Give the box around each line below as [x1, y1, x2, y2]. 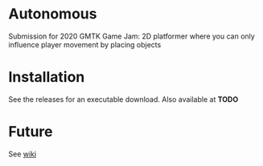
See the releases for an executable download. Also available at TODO [8, 94, 239, 104]
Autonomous [8, 5, 97, 23]
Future [8, 123, 54, 141]
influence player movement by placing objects [8, 39, 162, 49]
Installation [8, 68, 85, 87]
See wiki [8, 149, 37, 159]
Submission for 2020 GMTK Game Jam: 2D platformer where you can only [8, 31, 255, 41]
